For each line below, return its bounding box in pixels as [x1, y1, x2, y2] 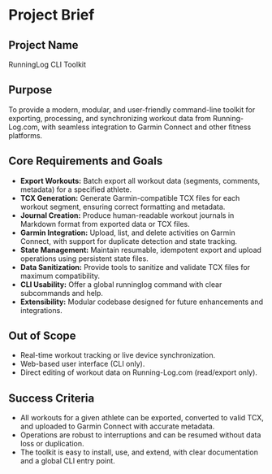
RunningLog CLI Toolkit [8, 59, 87, 69]
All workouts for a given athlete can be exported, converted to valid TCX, [19, 413, 264, 423]
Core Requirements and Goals [8, 154, 163, 168]
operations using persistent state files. [19, 254, 149, 263]
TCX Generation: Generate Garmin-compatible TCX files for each [19, 193, 240, 202]
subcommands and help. [19, 288, 104, 298]
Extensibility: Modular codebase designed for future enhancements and [19, 297, 264, 307]
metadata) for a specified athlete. [19, 185, 132, 194]
